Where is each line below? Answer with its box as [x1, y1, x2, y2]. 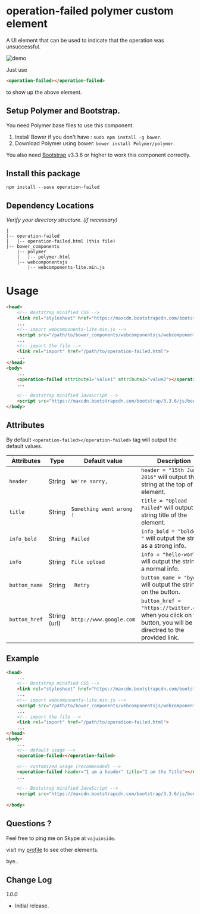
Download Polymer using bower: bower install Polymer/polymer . [14, 139, 176, 147]
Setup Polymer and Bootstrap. [6, 106, 121, 116]
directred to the [140, 625, 185, 634]
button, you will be [140, 618, 193, 627]
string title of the [140, 511, 187, 519]
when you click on [140, 611, 192, 619]
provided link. [140, 633, 179, 642]
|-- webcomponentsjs [17, 259, 68, 265]
